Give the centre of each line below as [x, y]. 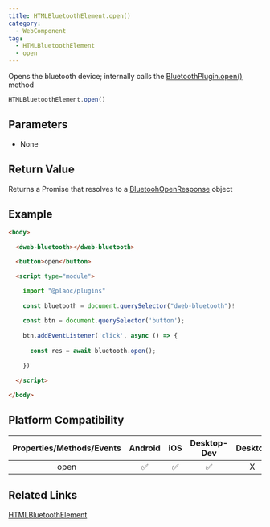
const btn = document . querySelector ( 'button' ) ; [104, 321]
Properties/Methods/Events [67, 448]
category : [25, 23]
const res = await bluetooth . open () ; [93, 351]
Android [145, 448]
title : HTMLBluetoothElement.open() [70, 16]
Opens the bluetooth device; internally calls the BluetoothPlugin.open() [125, 76]
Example [31, 214]
